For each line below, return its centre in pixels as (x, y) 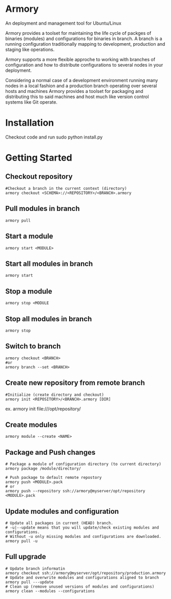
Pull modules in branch (43, 209)
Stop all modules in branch (49, 319)
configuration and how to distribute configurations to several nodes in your (84, 65)
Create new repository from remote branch (75, 383)
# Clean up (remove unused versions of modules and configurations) (80, 586)
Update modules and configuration (62, 511)
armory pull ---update (29, 582)
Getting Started (39, 158)
